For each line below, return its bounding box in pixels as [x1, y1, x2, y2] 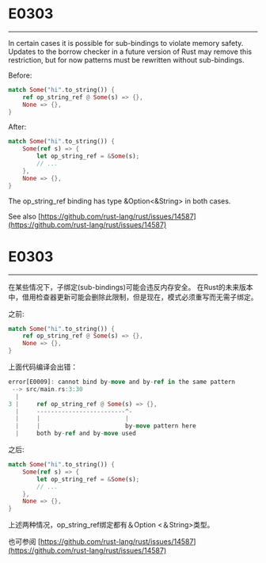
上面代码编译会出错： [8, 362, 78, 371]
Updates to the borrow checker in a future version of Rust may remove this [8, 47, 252, 56]
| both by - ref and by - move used [15, 429, 136, 438]
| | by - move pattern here [15, 422, 196, 430]
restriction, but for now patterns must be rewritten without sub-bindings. [8, 55, 245, 64]
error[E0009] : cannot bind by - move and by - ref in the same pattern [8, 378, 236, 386]
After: [8, 122, 27, 131]
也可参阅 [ [8, 537, 41, 546]
